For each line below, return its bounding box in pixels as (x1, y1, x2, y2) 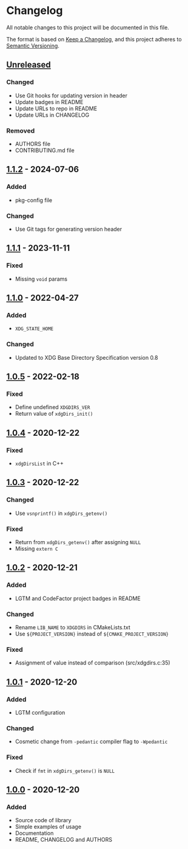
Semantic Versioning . (6, 42, 59, 49)
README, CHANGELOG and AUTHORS (15, 836, 112, 844)
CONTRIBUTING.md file (15, 147, 75, 154)
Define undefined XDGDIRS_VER (15, 404, 90, 411)
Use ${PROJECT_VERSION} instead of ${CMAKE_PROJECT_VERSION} (15, 630, 169, 637)
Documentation (15, 830, 54, 837)
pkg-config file (15, 196, 53, 204)
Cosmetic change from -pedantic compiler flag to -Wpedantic (15, 738, 168, 746)
